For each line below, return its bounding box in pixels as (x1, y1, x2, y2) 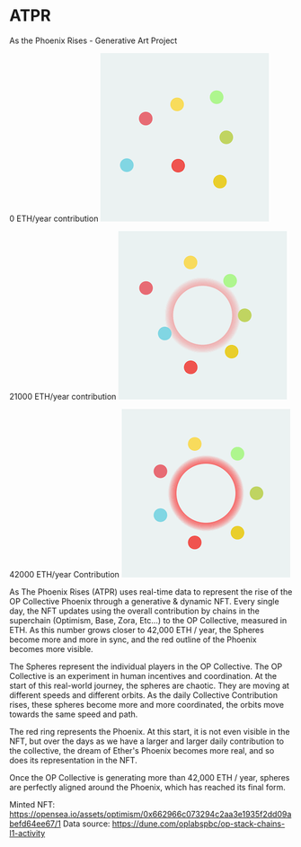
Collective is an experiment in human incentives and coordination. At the (9, 670, 277, 681)
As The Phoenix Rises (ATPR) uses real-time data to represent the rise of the (9, 586, 293, 597)
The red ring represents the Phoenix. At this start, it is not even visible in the (9, 726, 290, 737)
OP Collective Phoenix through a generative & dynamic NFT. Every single (9, 596, 280, 606)
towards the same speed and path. (9, 709, 138, 719)
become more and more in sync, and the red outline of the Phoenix (9, 634, 258, 645)
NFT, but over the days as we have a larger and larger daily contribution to (9, 736, 285, 746)
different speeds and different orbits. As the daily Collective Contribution (9, 689, 279, 701)
